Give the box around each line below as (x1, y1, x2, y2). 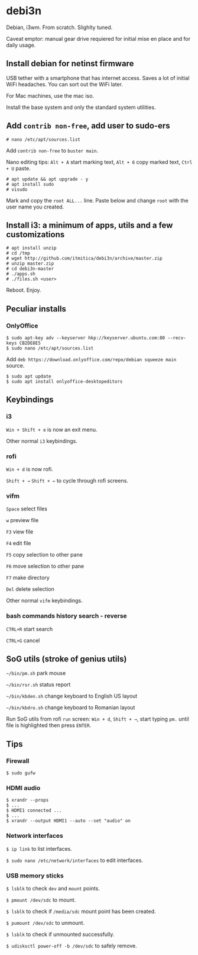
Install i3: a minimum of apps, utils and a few (6, 220, 173, 230)
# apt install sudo (6, 181, 54, 187)
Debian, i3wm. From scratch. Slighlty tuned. (6, 24, 113, 31)
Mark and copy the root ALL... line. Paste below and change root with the (6, 197, 189, 204)
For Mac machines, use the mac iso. (6, 92, 95, 99)
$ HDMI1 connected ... (6, 808, 62, 813)
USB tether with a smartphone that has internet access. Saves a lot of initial (6, 74, 190, 81)
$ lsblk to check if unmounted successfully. (6, 931, 115, 938)
